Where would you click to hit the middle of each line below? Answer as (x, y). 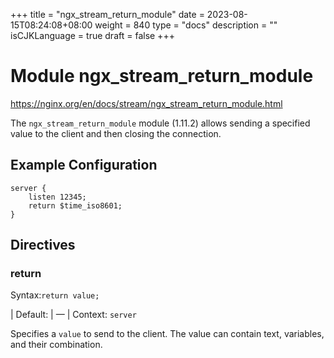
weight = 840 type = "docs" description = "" (186, 25)
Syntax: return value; (55, 295)
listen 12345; (57, 197)
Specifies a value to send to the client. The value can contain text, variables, (167, 334)
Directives (43, 245)
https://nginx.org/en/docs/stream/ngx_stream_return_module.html (146, 103)
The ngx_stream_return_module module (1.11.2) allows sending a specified (160, 123)
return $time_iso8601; (75, 205)
